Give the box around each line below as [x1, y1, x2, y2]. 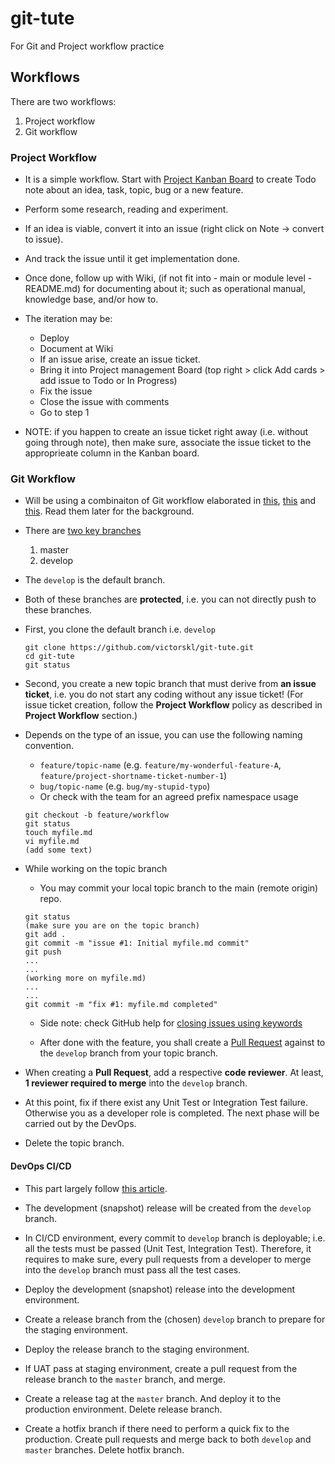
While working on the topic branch [24, 863, 168, 875]
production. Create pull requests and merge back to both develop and [24, 1433, 312, 1445]
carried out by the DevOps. [24, 1118, 137, 1130]
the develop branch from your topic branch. [39, 1047, 219, 1059]
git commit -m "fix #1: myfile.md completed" [24, 1000, 218, 1010]
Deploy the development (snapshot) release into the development [24, 1283, 296, 1295]
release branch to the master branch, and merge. [24, 1373, 226, 1385]
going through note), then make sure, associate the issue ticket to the [24, 437, 312, 449]
